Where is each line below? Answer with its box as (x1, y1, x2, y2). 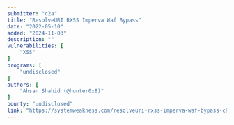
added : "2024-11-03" (7, 29, 68, 37)
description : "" (7, 36, 54, 43)
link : (7, 107, 23, 114)
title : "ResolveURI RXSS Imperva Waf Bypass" (7, 17, 141, 24)
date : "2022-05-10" (7, 23, 64, 30)
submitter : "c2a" (7, 10, 58, 17)
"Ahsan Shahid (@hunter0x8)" (19, 87, 104, 94)
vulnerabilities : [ (7, 42, 64, 49)
